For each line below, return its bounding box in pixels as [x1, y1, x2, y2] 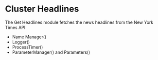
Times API [5, 24, 26, 30]
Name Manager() [12, 34, 47, 40]
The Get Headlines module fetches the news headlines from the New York [5, 19, 154, 25]
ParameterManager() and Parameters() [12, 49, 90, 55]
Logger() [12, 39, 30, 45]
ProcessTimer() [12, 44, 43, 50]
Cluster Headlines [5, 3, 79, 15]
